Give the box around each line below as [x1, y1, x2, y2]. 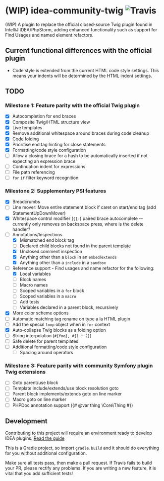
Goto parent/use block [12, 380, 58, 385]
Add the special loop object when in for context [12, 321, 110, 327]
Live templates [12, 124, 43, 130]
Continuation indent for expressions [12, 163, 86, 169]
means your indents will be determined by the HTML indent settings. [12, 73, 152, 79]
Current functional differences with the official [5, 46, 152, 55]
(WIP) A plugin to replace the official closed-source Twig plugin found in [5, 21, 153, 27]
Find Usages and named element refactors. [5, 32, 94, 38]
